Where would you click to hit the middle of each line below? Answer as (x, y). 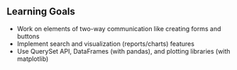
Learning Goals (41, 12)
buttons (28, 36)
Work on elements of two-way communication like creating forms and (119, 28)
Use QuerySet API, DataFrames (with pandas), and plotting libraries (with (123, 51)
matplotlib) (33, 59)
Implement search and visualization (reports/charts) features (105, 43)
